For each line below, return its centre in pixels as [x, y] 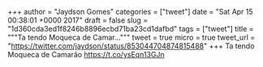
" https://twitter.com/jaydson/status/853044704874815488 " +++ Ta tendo [131, 46]
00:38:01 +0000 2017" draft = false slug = [78, 20]
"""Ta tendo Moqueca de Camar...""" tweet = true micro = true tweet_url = [131, 37]
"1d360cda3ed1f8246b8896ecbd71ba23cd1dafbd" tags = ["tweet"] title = [131, 29]
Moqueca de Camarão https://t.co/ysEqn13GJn [86, 54]
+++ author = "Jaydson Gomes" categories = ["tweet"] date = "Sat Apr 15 [130, 12]
